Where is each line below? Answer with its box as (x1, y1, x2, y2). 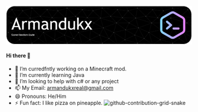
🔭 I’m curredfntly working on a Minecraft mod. (14, 65, 127, 73)
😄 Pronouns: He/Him (14, 93, 67, 100)
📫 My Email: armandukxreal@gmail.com (14, 84, 114, 91)
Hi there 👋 (6, 52, 31, 59)
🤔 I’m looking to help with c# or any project (14, 78, 119, 85)
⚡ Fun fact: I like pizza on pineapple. (14, 100, 103, 107)
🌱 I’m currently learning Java (14, 72, 85, 79)
